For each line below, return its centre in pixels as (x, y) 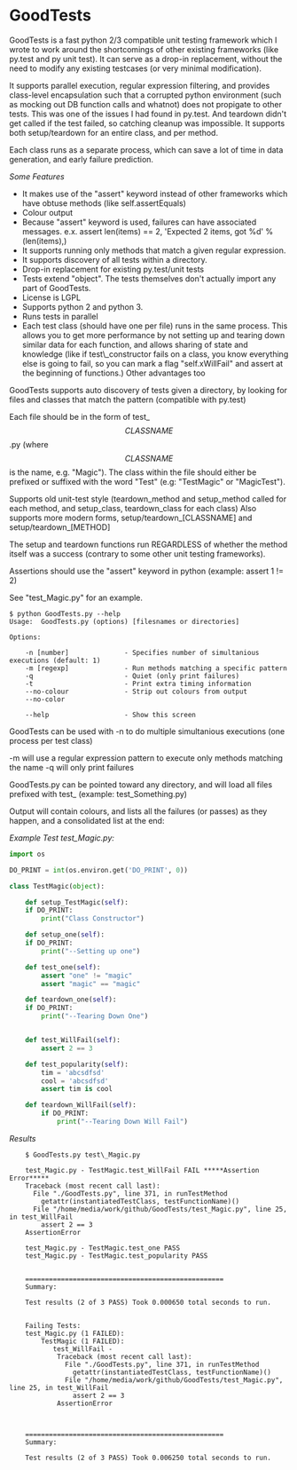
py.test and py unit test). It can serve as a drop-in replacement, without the (146, 59)
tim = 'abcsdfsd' (73, 1072)
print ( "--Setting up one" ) (91, 951)
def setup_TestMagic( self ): (77, 902)
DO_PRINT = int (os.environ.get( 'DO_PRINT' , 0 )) (99, 870)
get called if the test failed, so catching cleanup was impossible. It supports (147, 123)
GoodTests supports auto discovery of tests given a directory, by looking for (148, 390)
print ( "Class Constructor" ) (93, 919)
